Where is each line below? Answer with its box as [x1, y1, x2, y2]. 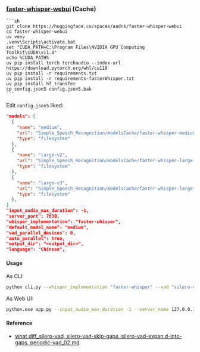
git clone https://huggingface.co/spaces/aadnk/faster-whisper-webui [6, 23, 183, 30]
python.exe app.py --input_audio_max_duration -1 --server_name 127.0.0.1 [6, 307, 196, 313]
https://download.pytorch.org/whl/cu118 [6, 65, 108, 72]
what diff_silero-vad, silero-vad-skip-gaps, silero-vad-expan [14, 333, 164, 340]
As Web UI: [6, 295, 34, 302]
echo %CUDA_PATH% [6, 55, 49, 61]
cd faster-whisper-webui [6, 29, 68, 35]
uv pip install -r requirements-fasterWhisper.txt [6, 76, 135, 82]
